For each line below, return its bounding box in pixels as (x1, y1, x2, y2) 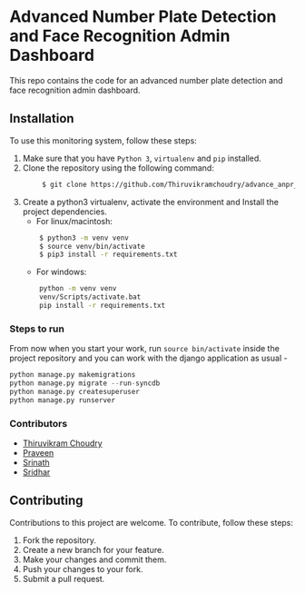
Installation (9, 111, 74, 126)
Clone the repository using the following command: (22, 162, 215, 173)
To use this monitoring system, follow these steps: (9, 134, 197, 146)
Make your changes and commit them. (22, 554, 167, 565)
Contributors (9, 417, 68, 430)
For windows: (35, 266, 87, 278)
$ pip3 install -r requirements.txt (39, 250, 178, 260)
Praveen (22, 447, 54, 458)
